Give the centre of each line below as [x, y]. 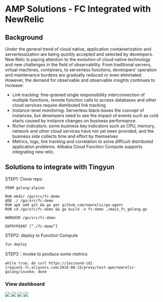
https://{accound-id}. [72, 263]
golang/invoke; [20, 272]
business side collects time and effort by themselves [65, 136]
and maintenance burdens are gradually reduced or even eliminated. [74, 75]
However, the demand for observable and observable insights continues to [80, 80]
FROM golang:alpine [25, 188]
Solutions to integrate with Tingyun [60, 167]
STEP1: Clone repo [24, 179]
